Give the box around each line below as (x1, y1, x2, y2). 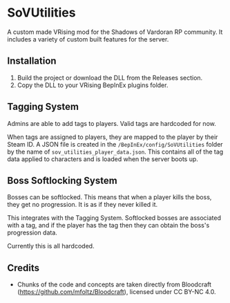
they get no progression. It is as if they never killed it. (7, 201, 158, 209)
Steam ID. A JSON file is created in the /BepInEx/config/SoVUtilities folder (7, 140, 223, 148)
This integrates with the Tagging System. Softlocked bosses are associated (7, 214, 222, 222)
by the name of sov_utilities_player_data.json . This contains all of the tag (7, 147, 224, 156)
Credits (7, 261, 40, 274)
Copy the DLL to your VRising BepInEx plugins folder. (17, 81, 169, 89)
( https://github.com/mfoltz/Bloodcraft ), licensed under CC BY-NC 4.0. (17, 288, 216, 296)
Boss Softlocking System (7, 174, 117, 186)
